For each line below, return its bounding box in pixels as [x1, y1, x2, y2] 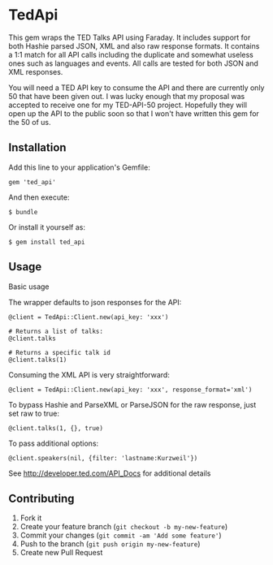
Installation [8, 140, 67, 155]
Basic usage [8, 282, 50, 291]
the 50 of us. [8, 117, 51, 127]
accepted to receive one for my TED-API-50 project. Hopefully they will [8, 100, 248, 110]
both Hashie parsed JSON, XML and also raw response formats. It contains [8, 41, 260, 50]
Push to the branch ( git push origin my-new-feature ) [19, 539, 201, 549]
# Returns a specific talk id [8, 348, 111, 356]
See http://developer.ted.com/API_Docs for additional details [8, 468, 211, 478]
